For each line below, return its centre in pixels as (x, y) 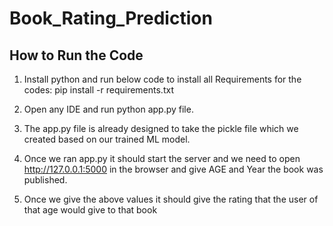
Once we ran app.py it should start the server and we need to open (162, 158)
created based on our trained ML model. (107, 139)
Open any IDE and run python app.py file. (108, 109)
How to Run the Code (76, 55)
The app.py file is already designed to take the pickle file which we (161, 128)
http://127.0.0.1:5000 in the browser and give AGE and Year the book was (173, 169)
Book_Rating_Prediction (111, 18)
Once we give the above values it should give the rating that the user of (171, 199)
